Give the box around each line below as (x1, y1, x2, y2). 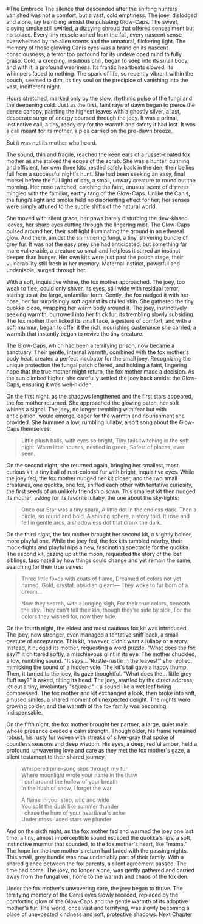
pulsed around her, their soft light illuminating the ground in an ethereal (6, 228, 184, 234)
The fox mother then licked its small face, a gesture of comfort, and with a (6, 317, 191, 324)
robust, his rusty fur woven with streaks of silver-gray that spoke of (6, 734, 175, 741)
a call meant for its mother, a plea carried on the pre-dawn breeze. (6, 128, 173, 134)
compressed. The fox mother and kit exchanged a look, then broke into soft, (6, 690, 196, 696)
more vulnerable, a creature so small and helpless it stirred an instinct (6, 247, 181, 254)
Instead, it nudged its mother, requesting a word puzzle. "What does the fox (6, 644, 196, 651)
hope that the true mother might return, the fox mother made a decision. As (6, 368, 194, 375)
